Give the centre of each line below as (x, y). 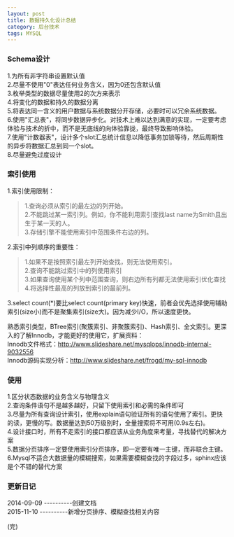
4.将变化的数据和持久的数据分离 (53, 102)
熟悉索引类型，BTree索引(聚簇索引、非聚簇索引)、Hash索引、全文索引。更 (114, 326)
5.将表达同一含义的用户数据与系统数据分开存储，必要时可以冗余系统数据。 (114, 111)
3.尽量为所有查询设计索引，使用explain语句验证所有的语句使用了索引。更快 (115, 414)
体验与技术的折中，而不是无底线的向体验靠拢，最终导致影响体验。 (102, 128)
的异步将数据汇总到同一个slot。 (52, 146)
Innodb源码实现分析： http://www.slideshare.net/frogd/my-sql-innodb (107, 360)
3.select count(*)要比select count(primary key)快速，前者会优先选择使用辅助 (118, 302)
